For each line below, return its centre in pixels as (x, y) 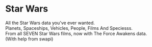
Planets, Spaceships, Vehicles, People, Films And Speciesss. (69, 28)
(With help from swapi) (29, 39)
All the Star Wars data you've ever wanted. (50, 23)
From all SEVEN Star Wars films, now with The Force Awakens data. (76, 33)
